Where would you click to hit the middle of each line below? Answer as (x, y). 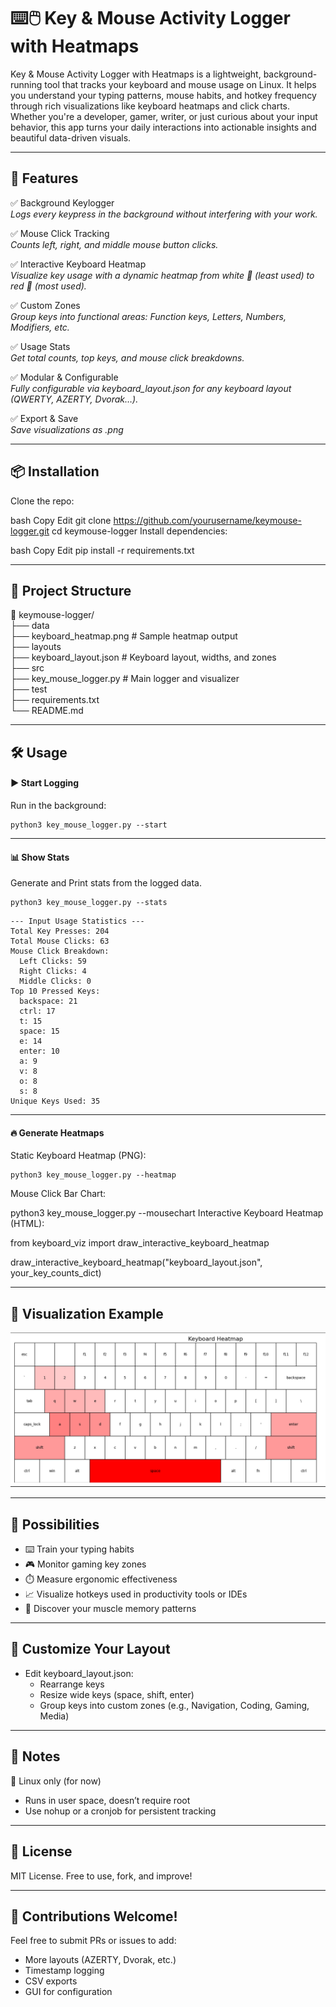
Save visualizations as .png (67, 429)
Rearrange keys (72, 1684)
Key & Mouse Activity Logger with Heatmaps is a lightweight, (136, 74)
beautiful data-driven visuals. (71, 137)
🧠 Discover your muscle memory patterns (110, 1609)
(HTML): (27, 1224)
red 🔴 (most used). (48, 286)
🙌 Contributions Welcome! (94, 1916)
